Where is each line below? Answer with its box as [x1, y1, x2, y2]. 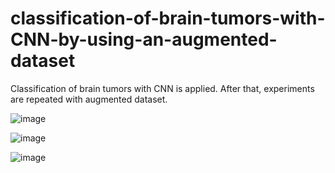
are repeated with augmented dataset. [10, 93, 168, 105]
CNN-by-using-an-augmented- [10, 28, 278, 51]
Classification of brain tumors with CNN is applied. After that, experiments [10, 82, 315, 94]
